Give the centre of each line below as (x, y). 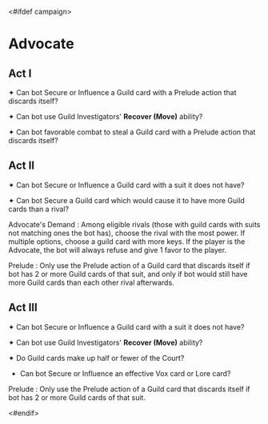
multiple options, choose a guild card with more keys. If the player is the (127, 241)
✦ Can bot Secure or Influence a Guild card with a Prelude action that (123, 92)
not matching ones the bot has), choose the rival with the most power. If (127, 233)
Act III (23, 308)
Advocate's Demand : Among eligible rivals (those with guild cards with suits (134, 224)
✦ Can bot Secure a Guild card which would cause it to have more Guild (127, 200)
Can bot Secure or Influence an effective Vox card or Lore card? (125, 373)
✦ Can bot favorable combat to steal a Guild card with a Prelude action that (132, 132)
